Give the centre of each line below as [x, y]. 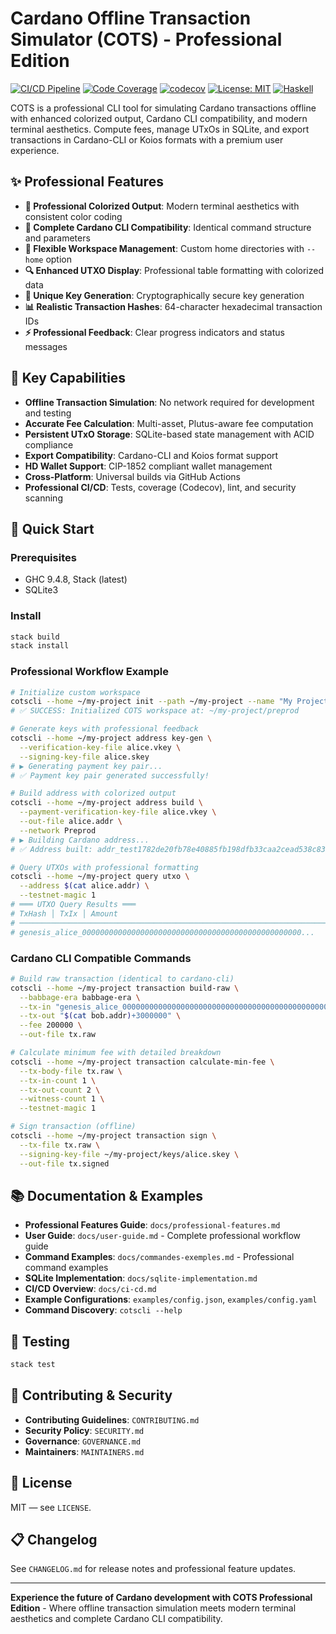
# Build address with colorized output [93, 793]
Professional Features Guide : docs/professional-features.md [152, 1225]
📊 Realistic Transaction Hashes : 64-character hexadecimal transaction [173, 306]
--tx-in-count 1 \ [58, 1080]
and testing [48, 413]
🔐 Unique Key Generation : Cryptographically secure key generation [164, 295]
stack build [35, 637]
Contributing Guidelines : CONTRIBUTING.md [112, 1419]
